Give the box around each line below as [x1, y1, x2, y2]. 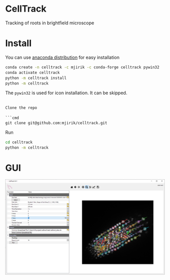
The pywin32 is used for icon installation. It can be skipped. [5, 90, 127, 96]
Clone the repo [5, 105, 37, 110]
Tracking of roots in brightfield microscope [5, 20, 95, 26]
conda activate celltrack [5, 70, 60, 75]
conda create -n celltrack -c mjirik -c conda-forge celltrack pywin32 [5, 64, 159, 70]
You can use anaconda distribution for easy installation [5, 54, 120, 60]
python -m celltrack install [5, 75, 67, 81]
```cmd [5, 115, 19, 121]
